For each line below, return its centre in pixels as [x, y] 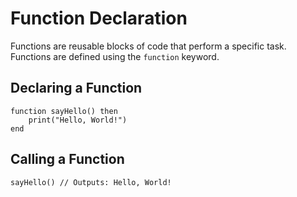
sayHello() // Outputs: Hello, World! [91, 182]
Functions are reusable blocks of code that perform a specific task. [148, 46]
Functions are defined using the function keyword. [115, 56]
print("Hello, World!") [78, 120]
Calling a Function [67, 159]
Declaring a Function [76, 88]
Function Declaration [99, 18]
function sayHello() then [64, 111]
